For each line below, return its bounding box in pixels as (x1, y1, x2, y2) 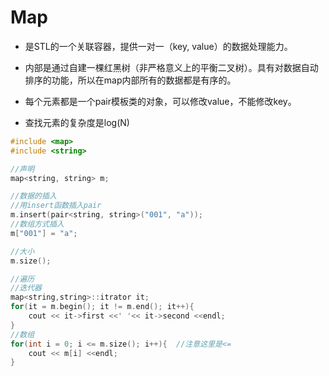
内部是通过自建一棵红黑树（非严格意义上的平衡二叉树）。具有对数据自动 (24, 61, 319, 73)
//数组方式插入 (10, 219, 65, 230)
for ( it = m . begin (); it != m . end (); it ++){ (10, 302, 195, 312)
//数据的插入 (10, 191, 57, 201)
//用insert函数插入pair (10, 201, 102, 211)
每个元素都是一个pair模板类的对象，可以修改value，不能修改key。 (24, 95, 297, 107)
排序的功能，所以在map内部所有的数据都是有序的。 (24, 74, 237, 86)
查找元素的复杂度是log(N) (24, 116, 130, 128)
